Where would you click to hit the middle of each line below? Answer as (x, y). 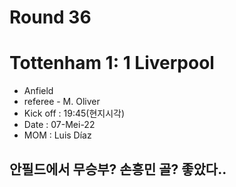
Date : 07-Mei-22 (59, 125)
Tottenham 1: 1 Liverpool (112, 63)
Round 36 (50, 17)
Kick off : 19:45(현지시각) (74, 113)
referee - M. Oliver (62, 102)
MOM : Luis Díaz (57, 135)
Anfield (38, 91)
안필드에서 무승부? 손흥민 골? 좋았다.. (118, 169)
